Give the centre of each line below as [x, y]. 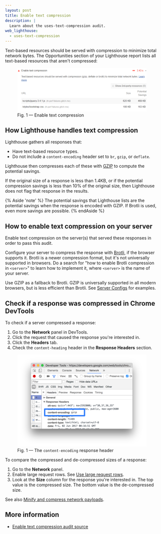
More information [32, 515]
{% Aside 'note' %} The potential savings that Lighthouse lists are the [75, 200]
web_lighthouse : [21, 31]
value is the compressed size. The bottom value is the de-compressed [83, 485]
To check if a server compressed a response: [50, 323]
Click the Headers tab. [35, 343]
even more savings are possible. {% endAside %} [55, 211]
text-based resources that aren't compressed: [51, 61]
